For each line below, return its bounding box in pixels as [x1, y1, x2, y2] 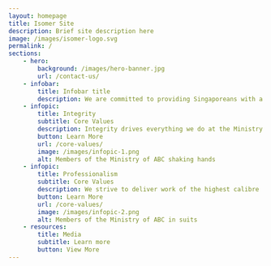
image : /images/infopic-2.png [37, 208, 140, 216]
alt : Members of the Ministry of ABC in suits [37, 216, 198, 224]
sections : [8, 49, 42, 58]
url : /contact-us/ [37, 72, 100, 80]
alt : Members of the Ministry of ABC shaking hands [37, 155, 217, 163]
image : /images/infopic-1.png [37, 148, 140, 156]
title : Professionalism [37, 170, 118, 178]
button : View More [37, 246, 100, 254]
